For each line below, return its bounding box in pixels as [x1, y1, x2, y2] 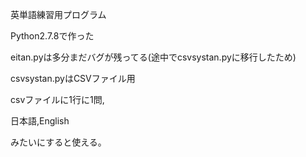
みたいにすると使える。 [10, 136, 107, 148]
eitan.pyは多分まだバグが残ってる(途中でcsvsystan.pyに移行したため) [10, 51, 297, 63]
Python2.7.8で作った [10, 30, 95, 42]
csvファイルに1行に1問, [10, 94, 105, 105]
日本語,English [10, 115, 70, 127]
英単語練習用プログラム [10, 9, 107, 20]
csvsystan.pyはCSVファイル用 [10, 73, 136, 84]
